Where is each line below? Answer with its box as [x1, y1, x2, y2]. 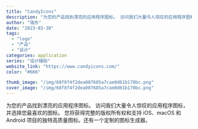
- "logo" [11, 36, 33, 42]
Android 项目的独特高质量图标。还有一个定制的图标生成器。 [6, 117, 151, 124]
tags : [6, 31, 19, 37]
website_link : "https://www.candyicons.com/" [6, 63, 120, 70]
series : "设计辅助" [6, 58, 51, 64]
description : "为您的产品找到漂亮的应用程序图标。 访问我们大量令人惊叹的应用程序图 [6, 14, 190, 20]
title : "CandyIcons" [6, 8, 57, 15]
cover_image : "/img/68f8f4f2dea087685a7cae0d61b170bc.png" [6, 85, 154, 91]
